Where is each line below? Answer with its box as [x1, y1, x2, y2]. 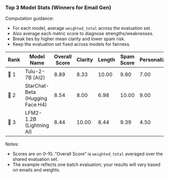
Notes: [5, 141, 19, 147]
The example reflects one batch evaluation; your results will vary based [12, 161, 161, 167]
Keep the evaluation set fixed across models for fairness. [12, 41, 131, 47]
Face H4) [25, 101, 47, 108]
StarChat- [25, 82, 49, 90]
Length [98, 56, 116, 63]
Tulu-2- [25, 68, 45, 75]
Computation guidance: [5, 16, 54, 22]
